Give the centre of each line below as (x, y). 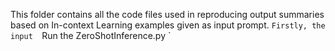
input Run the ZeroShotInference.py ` (91, 35)
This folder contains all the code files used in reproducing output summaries (167, 14)
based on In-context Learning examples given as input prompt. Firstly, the (168, 25)
